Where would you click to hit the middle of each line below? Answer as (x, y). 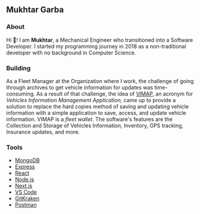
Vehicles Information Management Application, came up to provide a (91, 100)
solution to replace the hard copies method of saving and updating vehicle (98, 106)
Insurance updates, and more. (43, 132)
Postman (26, 205)
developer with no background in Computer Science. (71, 53)
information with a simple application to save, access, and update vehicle (96, 112)
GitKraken (27, 198)
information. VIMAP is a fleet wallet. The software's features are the (90, 119)
